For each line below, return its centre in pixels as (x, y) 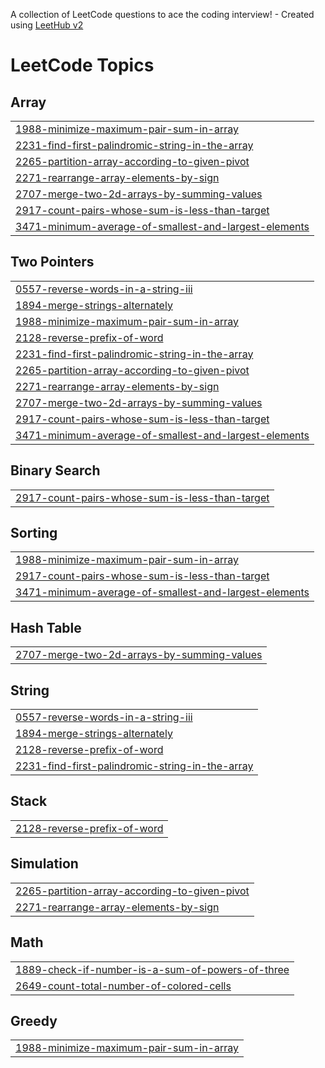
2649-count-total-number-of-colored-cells (123, 986)
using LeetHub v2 (47, 25)
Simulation (44, 864)
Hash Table (46, 627)
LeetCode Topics (82, 65)
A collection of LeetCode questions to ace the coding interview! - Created (162, 14)
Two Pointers (52, 262)
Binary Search (55, 470)
